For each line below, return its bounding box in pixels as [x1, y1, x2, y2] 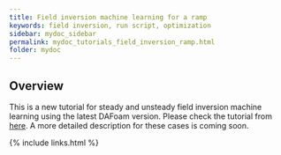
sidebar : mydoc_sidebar [9, 29, 97, 38]
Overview [9, 78, 65, 93]
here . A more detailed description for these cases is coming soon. [9, 120, 249, 130]
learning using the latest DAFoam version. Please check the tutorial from [9, 111, 272, 122]
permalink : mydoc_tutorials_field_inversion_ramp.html [9, 37, 216, 47]
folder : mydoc [9, 46, 62, 55]
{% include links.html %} [9, 137, 99, 148]
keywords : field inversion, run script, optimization [9, 21, 212, 30]
